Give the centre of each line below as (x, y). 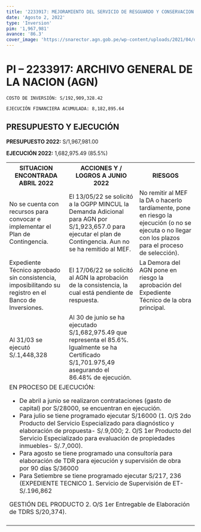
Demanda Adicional (96, 211)
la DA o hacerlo (161, 200)
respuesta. (83, 300)
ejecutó (20, 347)
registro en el (28, 292)
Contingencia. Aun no (99, 241)
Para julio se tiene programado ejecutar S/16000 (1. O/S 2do (105, 416)
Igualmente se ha (93, 347)
